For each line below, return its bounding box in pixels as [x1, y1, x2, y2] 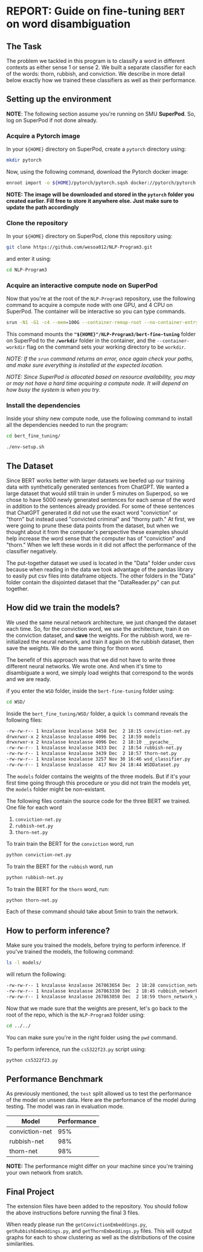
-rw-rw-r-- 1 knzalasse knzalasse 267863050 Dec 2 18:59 [6, 993, 155, 1000]
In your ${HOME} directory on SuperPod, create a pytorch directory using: [6, 145, 186, 153]
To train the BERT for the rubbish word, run [6, 863, 114, 870]
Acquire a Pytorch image [6, 131, 80, 140]
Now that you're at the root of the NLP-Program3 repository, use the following [6, 295, 195, 302]
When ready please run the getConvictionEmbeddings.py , [6, 1221, 147, 1228]
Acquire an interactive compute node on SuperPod [6, 281, 158, 289]
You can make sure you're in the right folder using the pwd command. [6, 1033, 178, 1041]
